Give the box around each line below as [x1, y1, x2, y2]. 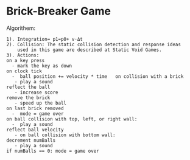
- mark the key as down [12, 63, 72, 69]
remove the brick [6, 94, 51, 101]
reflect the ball [6, 84, 51, 90]
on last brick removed [6, 105, 64, 111]
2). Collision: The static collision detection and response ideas [6, 41, 181, 47]
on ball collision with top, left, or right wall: [6, 116, 138, 122]
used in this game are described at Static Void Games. [17, 47, 163, 53]
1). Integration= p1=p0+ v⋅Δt [6, 36, 83, 42]
